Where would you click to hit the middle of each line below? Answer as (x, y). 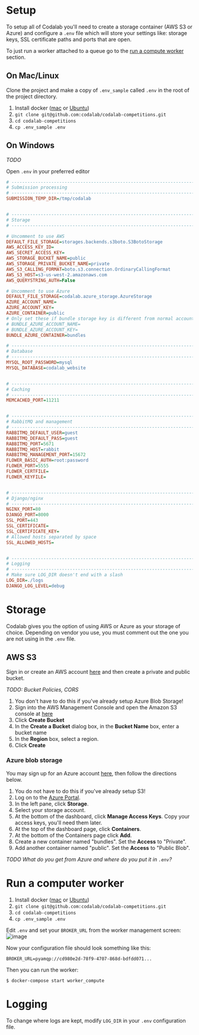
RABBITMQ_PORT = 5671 (30, 444)
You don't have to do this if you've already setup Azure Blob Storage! (99, 701)
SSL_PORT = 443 (22, 520)
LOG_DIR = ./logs (25, 581)
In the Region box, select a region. (57, 738)
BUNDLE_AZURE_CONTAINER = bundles (46, 335)
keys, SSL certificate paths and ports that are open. (69, 39)
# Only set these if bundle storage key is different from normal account (100, 319)
